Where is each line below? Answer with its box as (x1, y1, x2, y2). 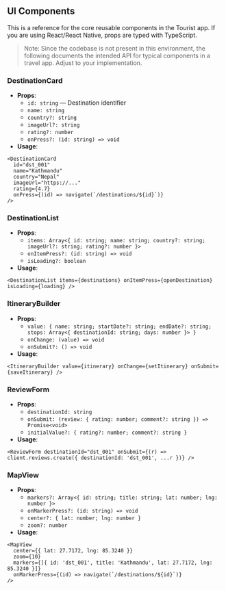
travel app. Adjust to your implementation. (23, 58, 142, 67)
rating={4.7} (13, 185, 51, 192)
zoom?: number (27, 522, 68, 529)
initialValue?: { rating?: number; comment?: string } (27, 429, 187, 436)
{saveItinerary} (7, 369, 53, 376)
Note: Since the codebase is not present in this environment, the (23, 44, 205, 52)
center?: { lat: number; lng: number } (27, 515, 142, 522)
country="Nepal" (13, 174, 60, 181)
